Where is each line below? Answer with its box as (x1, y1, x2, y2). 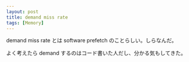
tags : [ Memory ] (6, 20, 44, 26)
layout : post (6, 8, 39, 15)
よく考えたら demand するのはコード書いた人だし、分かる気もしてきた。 (6, 49, 187, 57)
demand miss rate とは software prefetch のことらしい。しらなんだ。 (6, 37, 178, 44)
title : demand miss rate (6, 14, 68, 20)
